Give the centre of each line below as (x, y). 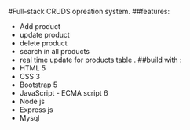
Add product (40, 26)
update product (45, 35)
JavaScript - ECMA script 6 (64, 93)
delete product (44, 43)
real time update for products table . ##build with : (100, 60)
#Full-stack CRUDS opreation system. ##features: (89, 11)
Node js (32, 101)
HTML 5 (33, 68)
